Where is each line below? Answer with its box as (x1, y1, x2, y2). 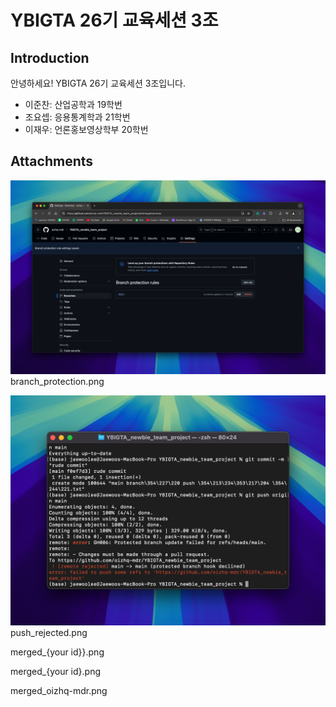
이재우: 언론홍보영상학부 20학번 (24, 124, 149, 135)
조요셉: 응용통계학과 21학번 (24, 111, 131, 123)
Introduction (10, 49, 90, 66)
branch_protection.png (10, 375, 105, 387)
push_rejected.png (10, 627, 88, 639)
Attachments (10, 153, 94, 170)
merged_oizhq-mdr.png (10, 685, 108, 697)
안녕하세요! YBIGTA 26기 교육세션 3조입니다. (10, 77, 186, 89)
